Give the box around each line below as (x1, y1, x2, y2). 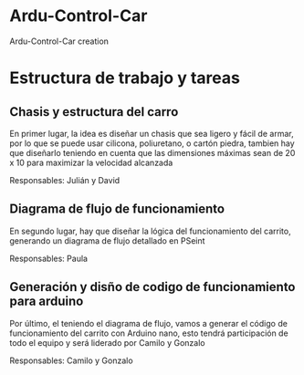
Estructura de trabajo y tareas (9, 68, 240, 89)
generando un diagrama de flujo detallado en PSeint (9, 234, 205, 246)
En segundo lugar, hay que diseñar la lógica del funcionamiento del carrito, (9, 225, 291, 236)
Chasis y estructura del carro (9, 104, 179, 120)
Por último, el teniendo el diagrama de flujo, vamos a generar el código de (9, 318, 288, 328)
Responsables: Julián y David (9, 174, 121, 185)
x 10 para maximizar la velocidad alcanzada (9, 157, 173, 168)
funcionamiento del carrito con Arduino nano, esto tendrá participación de (9, 328, 289, 339)
